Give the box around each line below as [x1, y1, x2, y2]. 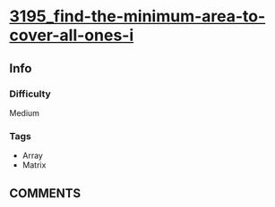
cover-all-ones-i [9, 25, 134, 46]
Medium [9, 107, 40, 118]
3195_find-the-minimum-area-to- [9, 6, 266, 27]
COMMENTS [9, 186, 82, 201]
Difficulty [9, 87, 51, 100]
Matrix [21, 160, 47, 170]
